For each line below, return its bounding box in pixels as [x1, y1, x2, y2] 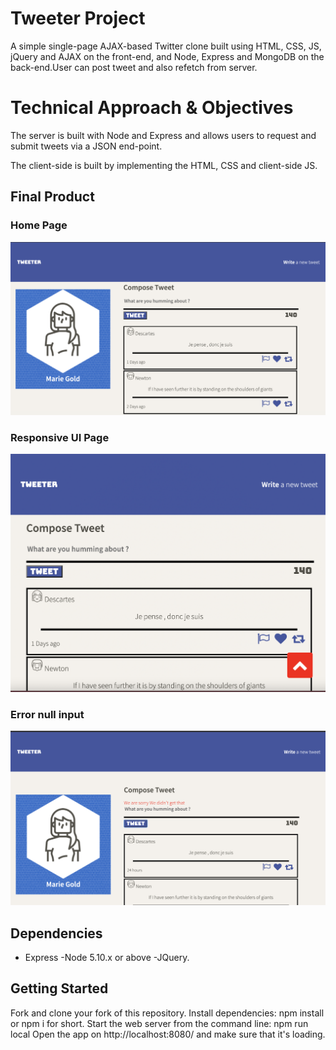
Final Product [10, 188, 95, 206]
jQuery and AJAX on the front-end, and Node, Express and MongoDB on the [10, 50, 325, 62]
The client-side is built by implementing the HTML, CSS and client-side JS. [10, 159, 318, 171]
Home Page [10, 218, 68, 232]
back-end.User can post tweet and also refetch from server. [10, 61, 258, 73]
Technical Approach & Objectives [10, 97, 294, 119]
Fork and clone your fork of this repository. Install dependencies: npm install [10, 1007, 325, 1019]
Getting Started [10, 980, 109, 997]
